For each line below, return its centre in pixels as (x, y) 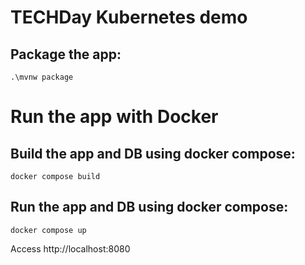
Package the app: (66, 54)
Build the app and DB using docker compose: (153, 153)
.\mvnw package (42, 77)
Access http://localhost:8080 (70, 248)
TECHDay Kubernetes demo (129, 17)
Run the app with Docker (114, 117)
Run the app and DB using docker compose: (149, 207)
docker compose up (48, 230)
